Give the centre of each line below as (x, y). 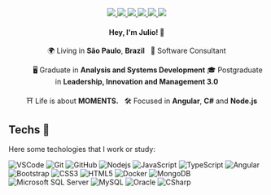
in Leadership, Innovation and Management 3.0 (137, 82)
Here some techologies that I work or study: (82, 149)
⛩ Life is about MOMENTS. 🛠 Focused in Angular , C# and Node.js (142, 101)
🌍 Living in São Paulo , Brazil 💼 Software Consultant (137, 51)
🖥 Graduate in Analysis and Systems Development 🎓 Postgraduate (147, 70)
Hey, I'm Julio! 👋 (137, 32)
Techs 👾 (29, 130)
